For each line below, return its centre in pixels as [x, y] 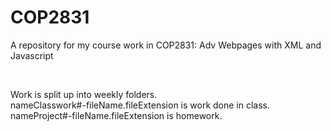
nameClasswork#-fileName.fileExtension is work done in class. [140, 105]
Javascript [32, 55]
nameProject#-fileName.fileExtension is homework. [116, 115]
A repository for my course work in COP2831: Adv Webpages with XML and [166, 45]
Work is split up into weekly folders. [84, 94]
